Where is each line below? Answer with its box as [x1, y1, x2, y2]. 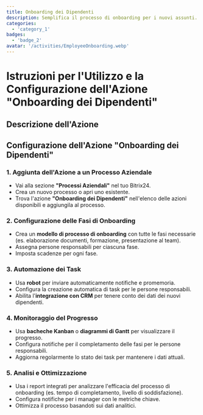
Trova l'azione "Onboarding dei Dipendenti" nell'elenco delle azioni [15, 195, 187, 202]
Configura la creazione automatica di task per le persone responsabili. [15, 285, 192, 293]
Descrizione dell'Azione [6, 120, 99, 130]
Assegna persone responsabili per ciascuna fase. [15, 244, 140, 251]
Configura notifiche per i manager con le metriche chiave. [15, 395, 160, 403]
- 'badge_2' [12, 37, 43, 43]
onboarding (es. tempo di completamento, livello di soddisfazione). [15, 389, 183, 397]
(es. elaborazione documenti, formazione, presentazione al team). [15, 237, 181, 244]
